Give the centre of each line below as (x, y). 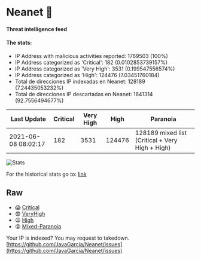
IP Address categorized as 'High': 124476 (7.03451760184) (87, 75)
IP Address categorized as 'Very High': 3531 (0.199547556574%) (95, 69)
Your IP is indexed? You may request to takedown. (68, 238)
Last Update (29, 119)
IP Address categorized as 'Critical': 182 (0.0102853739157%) (91, 62)
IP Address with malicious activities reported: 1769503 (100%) (92, 56)
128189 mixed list (161, 133)
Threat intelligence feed (37, 29)
